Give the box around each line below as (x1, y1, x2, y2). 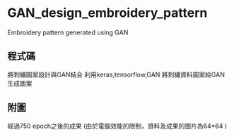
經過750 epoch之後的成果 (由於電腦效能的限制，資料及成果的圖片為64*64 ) (7, 122, 228, 130)
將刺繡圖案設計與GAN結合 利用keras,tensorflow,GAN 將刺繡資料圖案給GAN (7, 70, 225, 79)
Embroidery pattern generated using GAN (7, 28, 129, 37)
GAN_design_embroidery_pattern (7, 5, 208, 21)
